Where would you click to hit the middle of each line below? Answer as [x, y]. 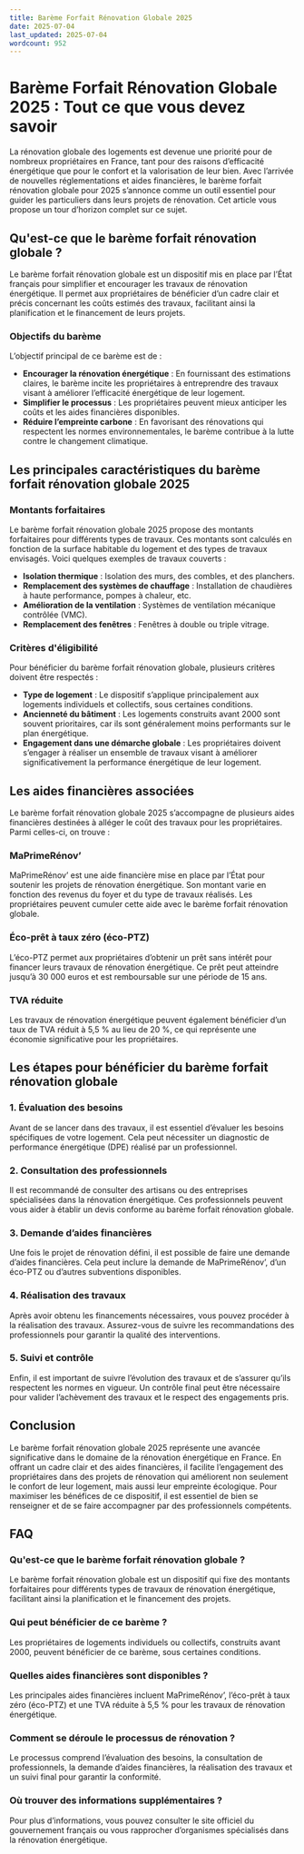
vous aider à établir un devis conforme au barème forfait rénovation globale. [152, 1209]
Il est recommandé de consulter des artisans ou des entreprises [128, 1189]
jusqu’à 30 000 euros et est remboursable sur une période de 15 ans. [138, 976]
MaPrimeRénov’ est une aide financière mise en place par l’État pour [137, 875]
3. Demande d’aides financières [81, 1233]
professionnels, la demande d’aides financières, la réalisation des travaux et [151, 1768]
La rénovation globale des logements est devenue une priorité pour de [141, 152]
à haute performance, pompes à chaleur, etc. [107, 595]
